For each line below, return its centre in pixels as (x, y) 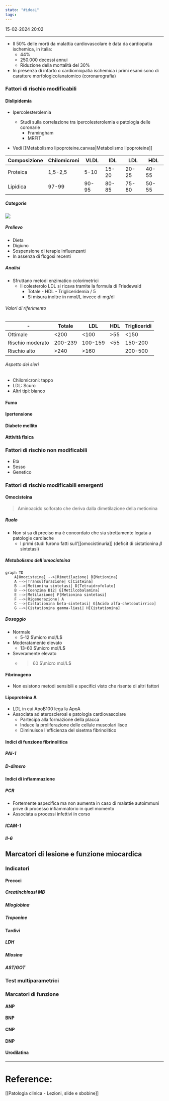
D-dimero (16, 766)
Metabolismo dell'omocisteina (38, 560)
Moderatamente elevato (37, 643)
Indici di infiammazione (30, 778)
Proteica (18, 172)
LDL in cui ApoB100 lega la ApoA (46, 709)
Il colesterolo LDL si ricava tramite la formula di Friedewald (81, 286)
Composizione (26, 160)
